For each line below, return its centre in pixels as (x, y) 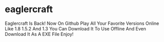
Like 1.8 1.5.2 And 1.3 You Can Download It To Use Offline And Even (75, 28)
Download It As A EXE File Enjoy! (39, 34)
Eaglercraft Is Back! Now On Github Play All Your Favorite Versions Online (82, 23)
